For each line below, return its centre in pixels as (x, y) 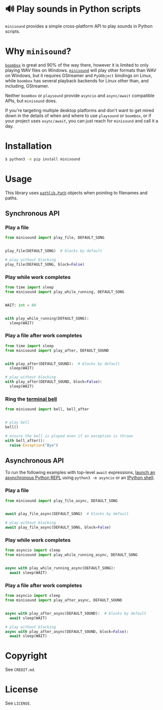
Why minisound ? (38, 51)
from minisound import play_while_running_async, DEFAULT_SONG (71, 555)
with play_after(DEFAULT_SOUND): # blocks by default (63, 364)
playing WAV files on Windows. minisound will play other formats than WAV (81, 70)
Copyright (26, 656)
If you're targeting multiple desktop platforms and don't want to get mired (80, 110)
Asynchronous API (34, 460)
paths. (12, 198)
